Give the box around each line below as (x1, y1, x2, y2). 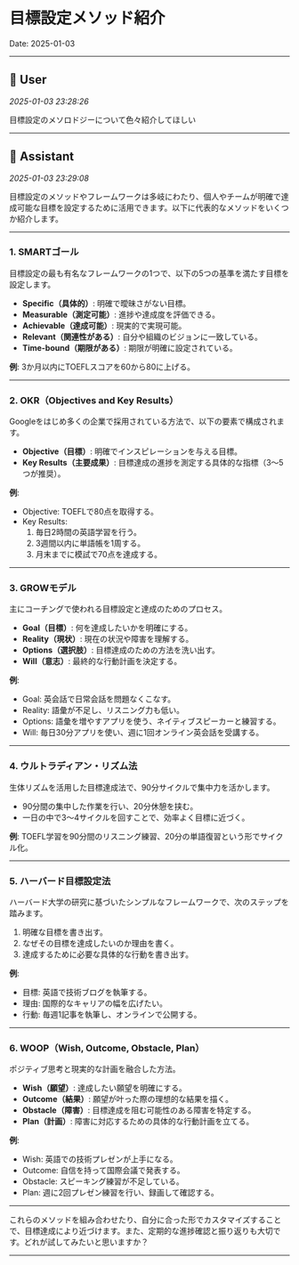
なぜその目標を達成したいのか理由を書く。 (21, 938, 179, 949)
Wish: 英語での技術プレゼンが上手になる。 (21, 1154, 178, 1164)
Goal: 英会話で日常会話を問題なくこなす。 (21, 693, 176, 704)
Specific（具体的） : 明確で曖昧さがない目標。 (21, 297, 191, 308)
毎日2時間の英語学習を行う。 (35, 527, 142, 538)
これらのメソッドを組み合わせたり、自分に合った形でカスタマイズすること (9, 1214, 282, 1225)
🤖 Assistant (9, 149, 74, 165)
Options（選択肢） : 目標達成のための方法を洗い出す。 (21, 645, 221, 655)
